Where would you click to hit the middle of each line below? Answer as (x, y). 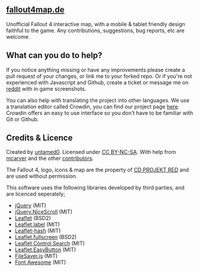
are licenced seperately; (36, 194)
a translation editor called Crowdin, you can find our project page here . (93, 106)
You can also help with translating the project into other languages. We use (98, 100)
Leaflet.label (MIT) (37, 225)
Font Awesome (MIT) (40, 262)
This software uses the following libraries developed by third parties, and (95, 188)
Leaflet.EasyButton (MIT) (45, 250)
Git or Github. (23, 119)
